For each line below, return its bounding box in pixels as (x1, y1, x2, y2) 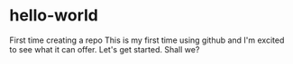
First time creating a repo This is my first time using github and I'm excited (9, 35, 285, 45)
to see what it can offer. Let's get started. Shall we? (9, 44, 200, 54)
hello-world (9, 5, 99, 26)
